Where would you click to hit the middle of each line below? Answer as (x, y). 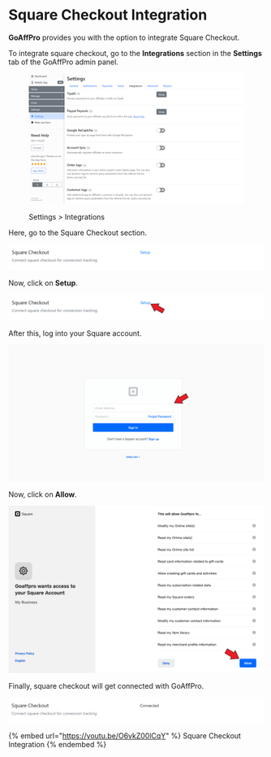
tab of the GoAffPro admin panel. (64, 62)
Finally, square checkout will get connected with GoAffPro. (106, 685)
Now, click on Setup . (43, 283)
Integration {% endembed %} (58, 745)
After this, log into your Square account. (75, 333)
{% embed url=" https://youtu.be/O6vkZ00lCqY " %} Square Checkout (125, 736)
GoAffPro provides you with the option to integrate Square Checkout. (124, 37)
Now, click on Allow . (43, 494)
